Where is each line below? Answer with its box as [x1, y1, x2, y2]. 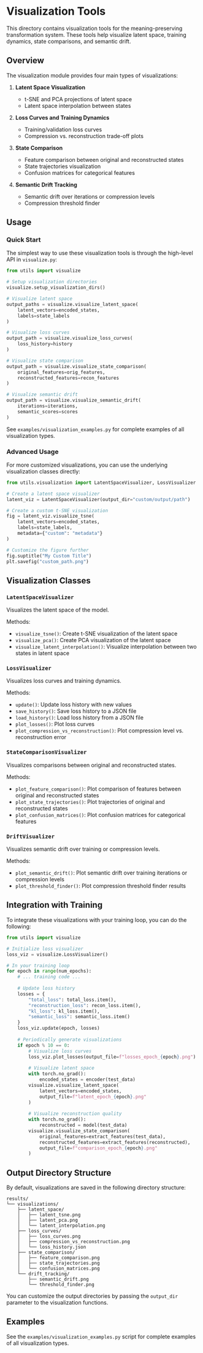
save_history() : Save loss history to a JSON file [15, 707, 137, 715]
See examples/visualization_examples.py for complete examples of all [6, 425, 185, 433]
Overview [6, 55, 45, 66]
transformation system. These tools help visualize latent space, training [6, 31, 187, 38]
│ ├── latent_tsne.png [17, 1212, 81, 1218]
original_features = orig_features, [17, 369, 105, 375]
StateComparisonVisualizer [6, 749, 87, 756]
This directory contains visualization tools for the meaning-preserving [6, 25, 183, 32]
